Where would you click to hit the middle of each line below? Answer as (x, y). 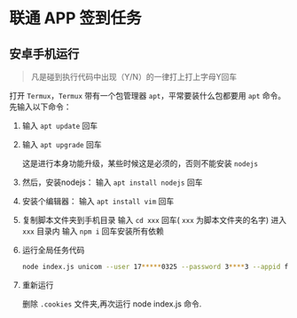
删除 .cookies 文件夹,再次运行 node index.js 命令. (112, 304)
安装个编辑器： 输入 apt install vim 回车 (98, 201)
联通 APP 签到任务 (75, 18)
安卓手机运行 (44, 54)
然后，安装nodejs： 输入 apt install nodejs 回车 (112, 182)
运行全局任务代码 (53, 250)
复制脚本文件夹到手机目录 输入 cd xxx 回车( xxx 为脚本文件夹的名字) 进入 (154, 220)
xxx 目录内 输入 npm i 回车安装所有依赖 (93, 231)
